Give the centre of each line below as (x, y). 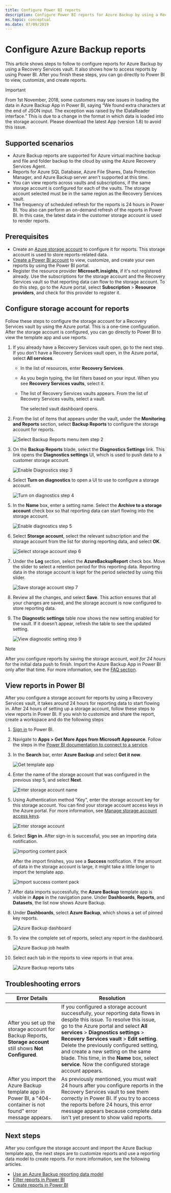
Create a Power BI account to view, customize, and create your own (84, 260)
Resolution (112, 998)
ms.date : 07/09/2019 (27, 24)
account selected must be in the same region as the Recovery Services (87, 193)
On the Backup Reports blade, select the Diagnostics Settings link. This (89, 449)
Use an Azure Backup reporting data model (58, 1174)
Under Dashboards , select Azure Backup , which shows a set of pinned (88, 913)
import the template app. (38, 872)
